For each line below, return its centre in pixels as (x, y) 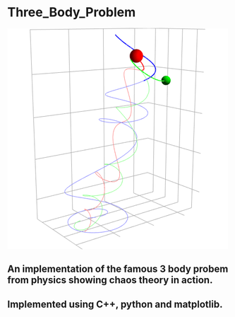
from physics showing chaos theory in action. (110, 280)
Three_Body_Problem (72, 12)
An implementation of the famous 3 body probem (118, 269)
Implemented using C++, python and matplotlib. (115, 304)
